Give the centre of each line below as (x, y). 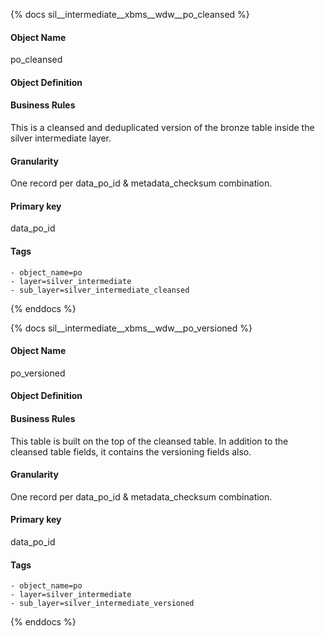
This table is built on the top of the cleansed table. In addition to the (149, 441)
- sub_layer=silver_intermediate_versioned (102, 604)
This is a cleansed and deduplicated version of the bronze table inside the (162, 127)
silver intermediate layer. (61, 138)
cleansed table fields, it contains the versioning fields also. (131, 451)
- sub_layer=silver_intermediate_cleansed (100, 290)
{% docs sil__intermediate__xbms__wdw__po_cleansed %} (130, 14)
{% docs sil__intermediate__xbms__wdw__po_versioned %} (131, 328)
